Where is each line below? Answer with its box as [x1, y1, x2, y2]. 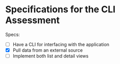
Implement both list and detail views [12, 53, 89, 59]
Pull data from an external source [12, 47, 83, 53]
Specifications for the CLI [5, 4, 116, 15]
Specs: [5, 31, 20, 37]
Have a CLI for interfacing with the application [12, 41, 110, 47]
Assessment [5, 14, 60, 26]
